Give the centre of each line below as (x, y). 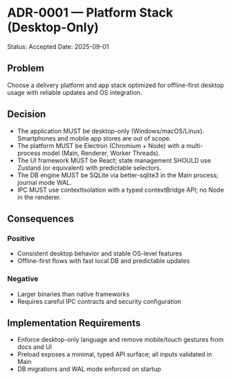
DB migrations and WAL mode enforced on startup (89, 369)
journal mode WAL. (44, 182)
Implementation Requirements (74, 323)
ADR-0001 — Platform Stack (90, 13)
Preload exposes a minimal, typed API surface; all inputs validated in (114, 354)
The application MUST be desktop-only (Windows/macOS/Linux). (111, 131)
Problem (26, 68)
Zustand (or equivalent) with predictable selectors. (89, 168)
